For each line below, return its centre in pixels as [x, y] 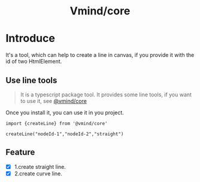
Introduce [30, 39]
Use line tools [31, 80]
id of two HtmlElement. [34, 62]
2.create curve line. [38, 173]
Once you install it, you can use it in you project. [65, 113]
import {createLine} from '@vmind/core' [57, 123]
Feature [20, 152]
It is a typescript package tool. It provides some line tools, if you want [106, 95]
